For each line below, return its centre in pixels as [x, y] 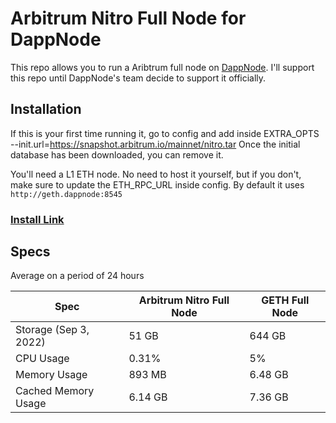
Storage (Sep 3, [52, 330]
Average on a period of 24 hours [77, 276]
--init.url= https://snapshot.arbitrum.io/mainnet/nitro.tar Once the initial [155, 144]
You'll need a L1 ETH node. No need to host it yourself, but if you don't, [156, 174]
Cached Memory [55, 391]
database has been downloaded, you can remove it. [117, 154]
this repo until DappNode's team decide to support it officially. [138, 78]
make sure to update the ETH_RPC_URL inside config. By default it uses [157, 184]
